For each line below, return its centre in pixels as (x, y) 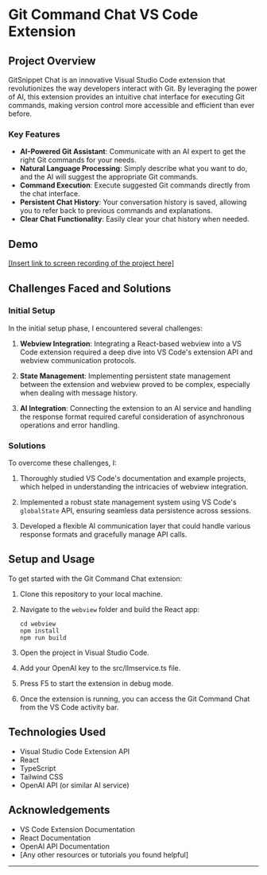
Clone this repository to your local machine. (91, 594)
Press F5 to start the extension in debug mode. (96, 683)
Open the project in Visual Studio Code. (84, 652)
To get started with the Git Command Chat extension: (95, 579)
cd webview (38, 624)
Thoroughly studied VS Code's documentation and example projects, (133, 478)
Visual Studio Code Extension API (75, 751)
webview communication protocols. (78, 360)
